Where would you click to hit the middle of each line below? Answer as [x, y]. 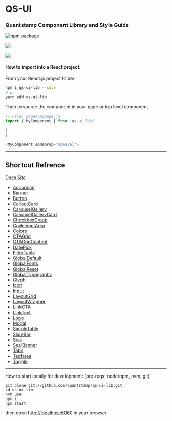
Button [20, 198]
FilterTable [24, 252]
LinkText [21, 312]
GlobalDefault [27, 258]
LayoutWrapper [29, 301]
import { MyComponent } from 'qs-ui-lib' [50, 121]
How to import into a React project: [43, 67]
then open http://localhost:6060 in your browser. [57, 413]
